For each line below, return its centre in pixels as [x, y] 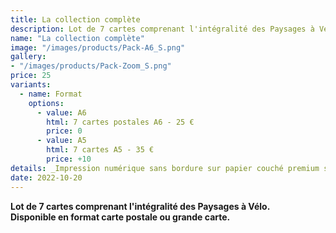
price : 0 [64, 131]
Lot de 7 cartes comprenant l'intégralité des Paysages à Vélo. [140, 206]
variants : [31, 85]
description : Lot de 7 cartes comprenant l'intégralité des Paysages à [162, 29]
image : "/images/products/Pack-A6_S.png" [98, 47]
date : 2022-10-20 [46, 177]
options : [46, 103]
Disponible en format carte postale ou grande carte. [120, 217]
